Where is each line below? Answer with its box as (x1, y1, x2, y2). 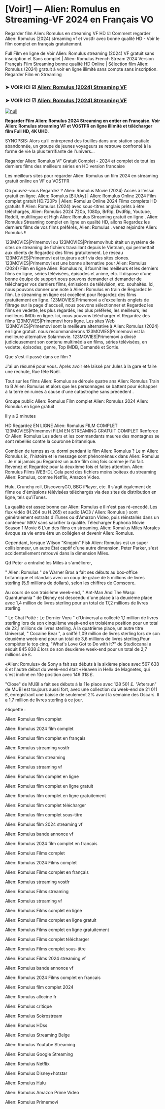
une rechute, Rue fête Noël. (5, 369, 61, 375)
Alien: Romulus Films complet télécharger (5, 937, 90, 942)
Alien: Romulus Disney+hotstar (5, 1070, 67, 1076)
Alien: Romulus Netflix (5, 1061, 50, 1067)
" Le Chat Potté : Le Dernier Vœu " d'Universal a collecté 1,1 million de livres (5, 615, 159, 621)
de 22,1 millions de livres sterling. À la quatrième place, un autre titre (5, 625, 144, 631)
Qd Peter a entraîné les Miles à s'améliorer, (5, 560, 93, 566)
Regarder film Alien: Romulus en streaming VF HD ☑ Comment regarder (5, 30, 151, 36)
